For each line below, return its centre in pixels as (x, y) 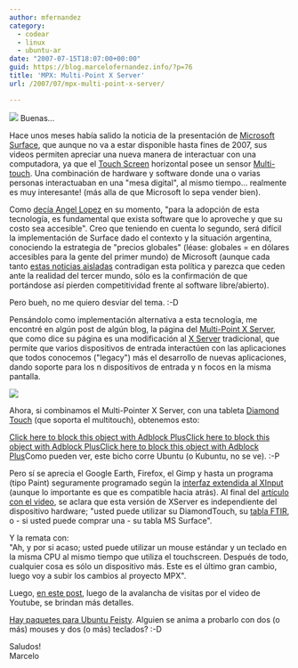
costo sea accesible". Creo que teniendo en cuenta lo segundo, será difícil (145, 228)
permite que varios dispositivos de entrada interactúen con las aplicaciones (148, 347)
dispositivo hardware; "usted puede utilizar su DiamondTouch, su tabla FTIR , (149, 511)
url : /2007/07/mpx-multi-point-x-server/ (87, 84)
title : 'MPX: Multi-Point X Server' (77, 76)
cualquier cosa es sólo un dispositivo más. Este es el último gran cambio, (143, 566)
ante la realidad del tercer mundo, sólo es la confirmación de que (129, 275)
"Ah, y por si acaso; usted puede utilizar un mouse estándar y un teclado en (148, 547)
